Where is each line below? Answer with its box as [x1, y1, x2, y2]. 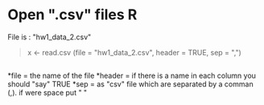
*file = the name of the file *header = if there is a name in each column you [7, 71, 257, 81]
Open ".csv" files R [7, 6, 138, 24]
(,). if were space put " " [7, 88, 88, 98]
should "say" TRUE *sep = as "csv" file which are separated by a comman [7, 79, 254, 89]
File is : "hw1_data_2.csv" [7, 32, 92, 42]
